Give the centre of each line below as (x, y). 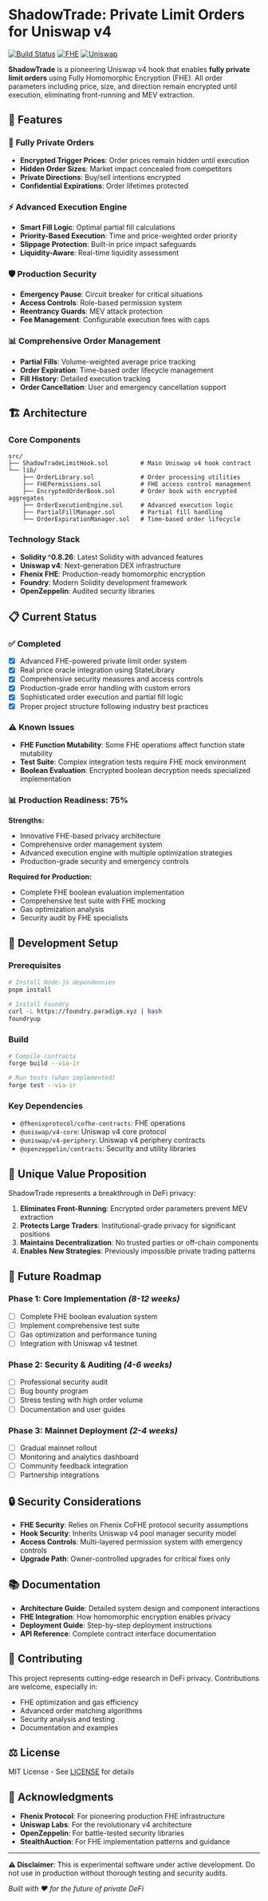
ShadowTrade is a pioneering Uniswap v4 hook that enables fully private (129, 69)
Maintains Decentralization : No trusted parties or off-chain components (139, 1243)
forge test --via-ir (43, 1086)
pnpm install (30, 990)
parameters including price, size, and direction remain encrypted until (123, 86)
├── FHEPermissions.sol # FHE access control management (137, 484)
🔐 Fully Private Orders (51, 143)
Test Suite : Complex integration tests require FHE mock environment (133, 762)
